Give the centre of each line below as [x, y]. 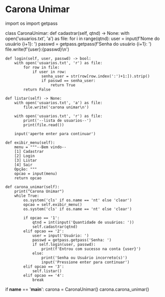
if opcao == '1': [41, 218]
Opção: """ [26, 169]
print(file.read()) [44, 125]
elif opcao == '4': [44, 275]
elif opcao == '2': [44, 231]
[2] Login [25, 156]
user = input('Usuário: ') [61, 236]
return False [37, 90]
